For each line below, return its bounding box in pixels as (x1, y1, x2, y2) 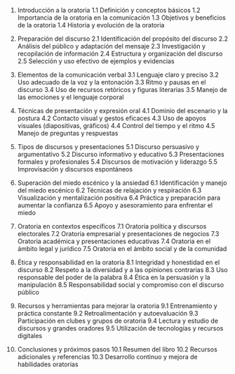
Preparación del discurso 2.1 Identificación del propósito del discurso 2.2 (17, 34, 228, 43)
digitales (17, 332, 43, 340)
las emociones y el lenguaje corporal (17, 93, 124, 101)
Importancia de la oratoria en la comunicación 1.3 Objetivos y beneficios (17, 13, 226, 22)
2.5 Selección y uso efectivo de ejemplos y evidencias (17, 57, 175, 65)
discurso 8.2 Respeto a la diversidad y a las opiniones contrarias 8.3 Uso (17, 266, 228, 273)
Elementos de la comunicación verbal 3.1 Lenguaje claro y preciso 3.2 (17, 70, 219, 79)
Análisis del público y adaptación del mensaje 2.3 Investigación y (17, 42, 206, 50)
